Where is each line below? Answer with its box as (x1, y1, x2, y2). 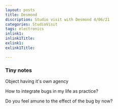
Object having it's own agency (5, 78, 69, 84)
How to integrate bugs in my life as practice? (5, 88, 99, 94)
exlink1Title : (5, 45, 35, 50)
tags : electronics (5, 26, 44, 32)
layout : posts (5, 7, 35, 13)
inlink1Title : (5, 36, 35, 41)
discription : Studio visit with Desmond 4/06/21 (5, 17, 110, 22)
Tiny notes (5, 67, 32, 74)
